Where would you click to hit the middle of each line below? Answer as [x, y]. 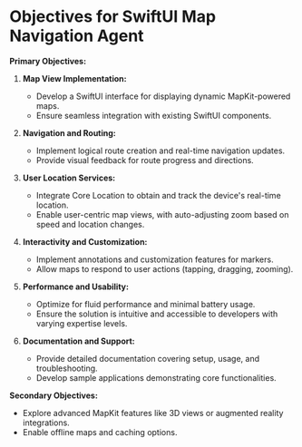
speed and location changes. [90, 224]
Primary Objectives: [48, 61]
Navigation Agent [77, 36]
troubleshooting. [67, 368]
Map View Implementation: [74, 78]
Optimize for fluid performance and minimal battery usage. [146, 304]
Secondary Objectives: [54, 395]
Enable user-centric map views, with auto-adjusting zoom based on [162, 214]
